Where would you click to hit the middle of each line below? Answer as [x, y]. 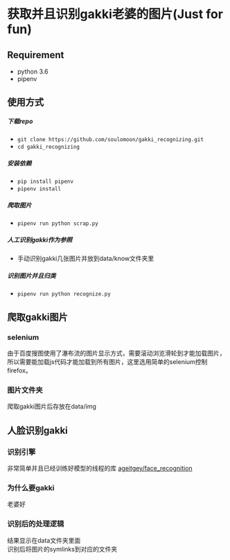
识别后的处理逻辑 [36, 524]
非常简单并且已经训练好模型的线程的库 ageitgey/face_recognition [100, 468]
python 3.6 [33, 71]
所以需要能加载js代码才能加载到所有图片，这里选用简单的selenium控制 [107, 361]
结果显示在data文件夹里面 [44, 540]
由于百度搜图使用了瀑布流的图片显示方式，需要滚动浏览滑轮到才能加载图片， [116, 353]
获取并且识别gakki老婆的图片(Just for [115, 14]
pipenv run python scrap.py [57, 224]
